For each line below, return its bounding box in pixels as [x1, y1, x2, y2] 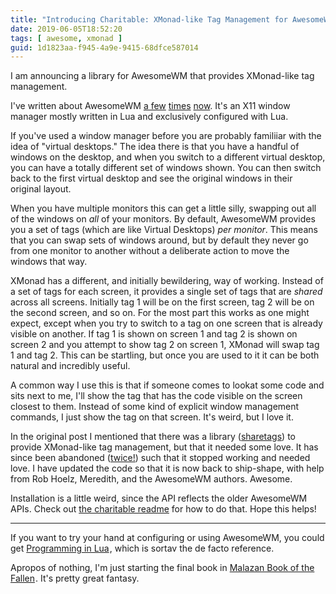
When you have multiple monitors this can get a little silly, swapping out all [10, 202, 317, 215]
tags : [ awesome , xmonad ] [10, 33, 123, 43]
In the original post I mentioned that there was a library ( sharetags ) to [10, 431, 296, 443]
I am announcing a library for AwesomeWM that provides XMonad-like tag [10, 70, 315, 82]
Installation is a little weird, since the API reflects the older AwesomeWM [10, 492, 308, 505]
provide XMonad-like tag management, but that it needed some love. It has [10, 441, 319, 453]
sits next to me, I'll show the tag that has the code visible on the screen [10, 390, 303, 402]
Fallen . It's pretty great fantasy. [10, 572, 140, 585]
